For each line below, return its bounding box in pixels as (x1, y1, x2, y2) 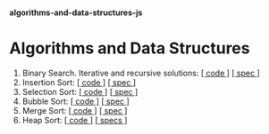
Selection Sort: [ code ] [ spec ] (21, 86, 139, 97)
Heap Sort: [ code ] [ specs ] (21, 114, 128, 125)
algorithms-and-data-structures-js (9, 7, 143, 18)
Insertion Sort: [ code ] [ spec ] (21, 76, 137, 88)
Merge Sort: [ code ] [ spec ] (21, 105, 128, 115)
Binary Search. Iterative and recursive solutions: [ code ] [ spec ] (21, 67, 261, 78)
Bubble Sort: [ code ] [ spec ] (21, 96, 130, 106)
